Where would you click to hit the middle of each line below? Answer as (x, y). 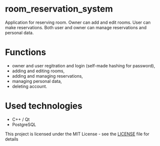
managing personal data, (37, 81)
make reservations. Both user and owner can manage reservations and (76, 27)
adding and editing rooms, (38, 71)
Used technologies (44, 106)
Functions (25, 52)
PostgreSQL (24, 124)
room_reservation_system (59, 9)
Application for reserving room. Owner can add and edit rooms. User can (78, 22)
